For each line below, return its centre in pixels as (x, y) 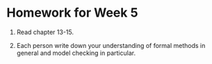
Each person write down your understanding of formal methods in (111, 45)
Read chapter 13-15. (45, 32)
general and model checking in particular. (76, 53)
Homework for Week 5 (72, 13)
